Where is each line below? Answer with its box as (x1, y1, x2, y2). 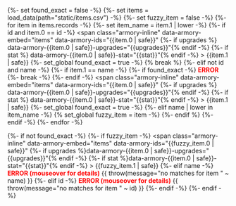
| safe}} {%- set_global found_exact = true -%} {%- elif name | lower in (7, 103, 213, 111)
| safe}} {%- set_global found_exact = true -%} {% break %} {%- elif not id (7, 58, 224, 66)
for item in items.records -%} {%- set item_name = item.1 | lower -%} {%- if (7, 21, 226, 29)
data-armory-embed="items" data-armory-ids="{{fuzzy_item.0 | (27, 139, 214, 147)
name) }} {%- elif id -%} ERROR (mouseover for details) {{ (7, 176, 178, 185)
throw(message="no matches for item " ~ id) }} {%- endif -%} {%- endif (7, 184, 217, 192)
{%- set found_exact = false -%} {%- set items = (7, 6, 149, 14)
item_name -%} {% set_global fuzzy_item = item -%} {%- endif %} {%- (7, 110, 213, 119)
